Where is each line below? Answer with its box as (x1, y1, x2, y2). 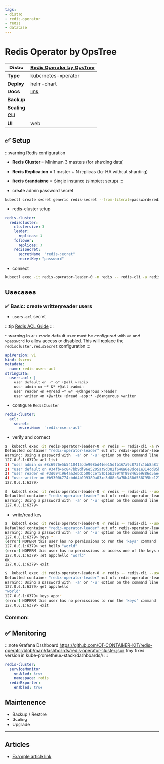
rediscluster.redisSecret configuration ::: (5, 343, 91, 349)
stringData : (5, 371, 29, 376)
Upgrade (12, 722, 30, 728)
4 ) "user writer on (5, 475, 45, 481)
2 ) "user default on (5, 467, 47, 472)
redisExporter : (9, 680, 41, 685)
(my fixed (125, 648, 145, 653)
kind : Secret (5, 357, 32, 362)
